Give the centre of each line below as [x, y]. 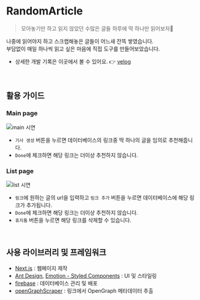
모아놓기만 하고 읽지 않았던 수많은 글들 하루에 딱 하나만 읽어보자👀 [97, 28]
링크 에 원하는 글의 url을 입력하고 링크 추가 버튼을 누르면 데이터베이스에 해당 [102, 197]
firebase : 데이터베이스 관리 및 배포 [56, 283]
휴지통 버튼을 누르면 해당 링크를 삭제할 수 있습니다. [73, 220]
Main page [22, 114]
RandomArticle [44, 11]
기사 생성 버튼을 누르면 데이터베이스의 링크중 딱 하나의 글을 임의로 [91, 140]
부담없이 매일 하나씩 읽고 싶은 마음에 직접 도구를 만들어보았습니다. [83, 49]
